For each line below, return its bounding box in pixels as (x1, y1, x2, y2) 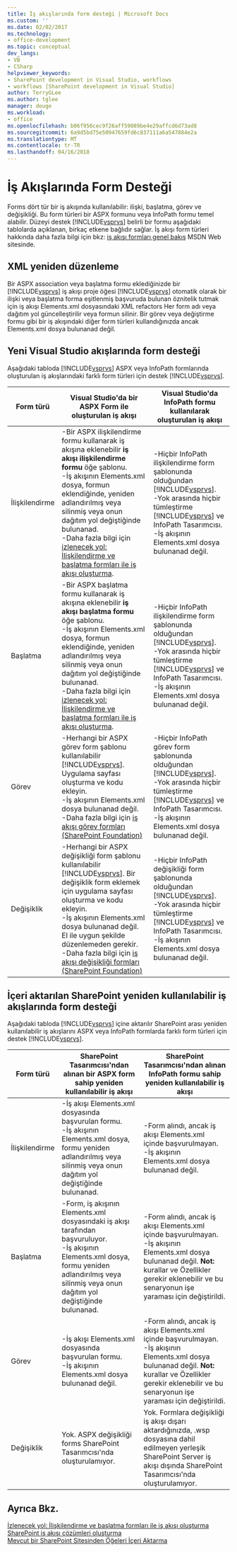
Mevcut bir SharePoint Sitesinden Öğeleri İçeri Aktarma (7, 1536, 168, 1545)
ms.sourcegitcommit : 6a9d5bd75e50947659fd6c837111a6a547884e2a (7, 129, 197, 136)
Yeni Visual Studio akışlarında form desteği (7, 345, 201, 358)
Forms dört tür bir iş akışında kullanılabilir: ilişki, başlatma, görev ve (7, 202, 202, 211)
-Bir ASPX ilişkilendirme (61, 426, 142, 436)
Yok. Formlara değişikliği (143, 1408, 224, 1417)
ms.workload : (7, 109, 46, 116)
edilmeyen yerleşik (143, 1443, 206, 1453)
